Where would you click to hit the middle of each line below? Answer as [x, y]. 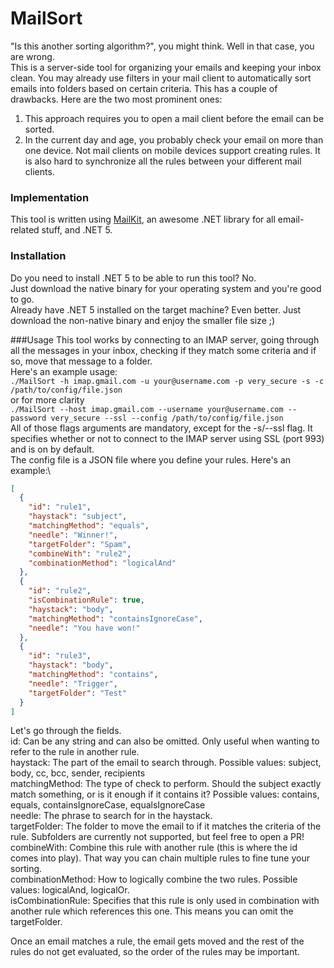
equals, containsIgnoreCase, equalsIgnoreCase [108, 805]
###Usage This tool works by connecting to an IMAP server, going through [165, 339]
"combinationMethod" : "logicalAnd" [102, 563]
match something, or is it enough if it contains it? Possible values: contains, [165, 794]
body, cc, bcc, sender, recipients [78, 773]
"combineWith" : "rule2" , [80, 553]
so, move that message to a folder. [81, 361]
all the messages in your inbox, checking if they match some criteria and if [163, 350]
